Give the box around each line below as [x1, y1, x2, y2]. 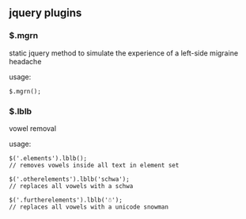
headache [9, 56, 42, 66]
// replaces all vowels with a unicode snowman [9, 202, 169, 211]
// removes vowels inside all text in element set [9, 161, 180, 169]
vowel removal [9, 123, 57, 133]
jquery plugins [9, 6, 82, 20]
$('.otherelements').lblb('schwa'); [9, 175, 130, 183]
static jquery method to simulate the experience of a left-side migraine [9, 48, 239, 58]
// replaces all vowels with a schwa [9, 182, 134, 190]
